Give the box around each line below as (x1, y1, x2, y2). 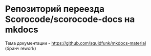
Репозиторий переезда (5, 3, 105, 15)
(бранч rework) (5, 45, 37, 51)
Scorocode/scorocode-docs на (5, 14, 135, 25)
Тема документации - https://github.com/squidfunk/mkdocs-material (5, 40, 146, 46)
